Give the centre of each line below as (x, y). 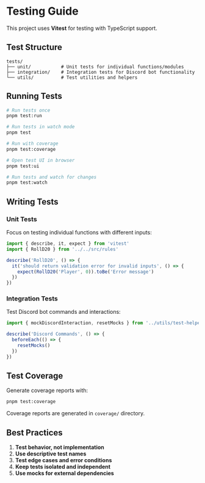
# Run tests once (28, 110)
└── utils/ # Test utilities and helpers (72, 78)
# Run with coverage (33, 144)
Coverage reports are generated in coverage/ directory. (76, 413)
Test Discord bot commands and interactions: (63, 312)
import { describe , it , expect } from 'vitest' (68, 244)
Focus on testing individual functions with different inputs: (79, 232)
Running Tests (34, 96)
